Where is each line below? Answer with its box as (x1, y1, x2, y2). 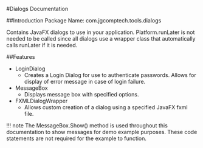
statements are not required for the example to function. (6, 135, 147, 142)
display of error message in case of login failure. (24, 78, 146, 85)
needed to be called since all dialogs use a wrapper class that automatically (6, 35, 196, 42)
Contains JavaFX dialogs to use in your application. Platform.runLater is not (6, 29, 195, 36)
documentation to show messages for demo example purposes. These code (6, 129, 198, 135)
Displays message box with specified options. (24, 91, 139, 98)
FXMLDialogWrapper (15, 97, 68, 104)
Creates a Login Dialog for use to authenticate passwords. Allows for (24, 72, 196, 78)
